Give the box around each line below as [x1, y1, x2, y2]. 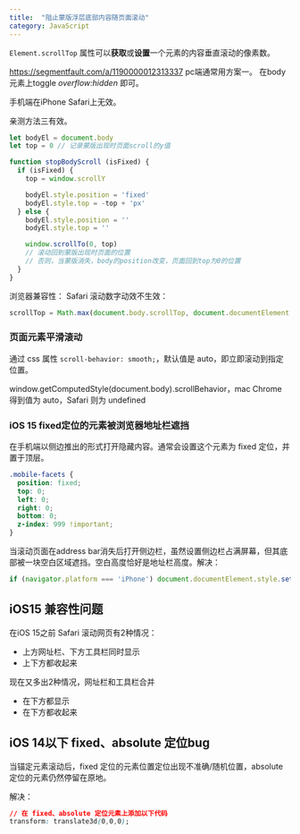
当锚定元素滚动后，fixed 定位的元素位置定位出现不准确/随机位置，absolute [9, 761, 284, 771]
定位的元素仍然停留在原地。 [9, 771, 112, 783]
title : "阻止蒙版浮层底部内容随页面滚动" [9, 13, 149, 22]
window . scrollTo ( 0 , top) [25, 240, 118, 249]
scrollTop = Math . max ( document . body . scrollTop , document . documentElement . [9, 308, 294, 318]
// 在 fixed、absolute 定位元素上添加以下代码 [9, 809, 168, 818]
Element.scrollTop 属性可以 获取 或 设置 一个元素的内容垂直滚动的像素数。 [9, 47, 275, 58]
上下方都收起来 [21, 657, 78, 668]
